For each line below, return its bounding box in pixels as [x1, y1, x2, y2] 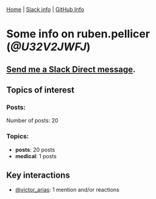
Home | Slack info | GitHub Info [6, 6, 84, 13]
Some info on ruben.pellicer [6, 27, 151, 41]
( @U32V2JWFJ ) [6, 40, 91, 54]
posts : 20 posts [15, 146, 55, 153]
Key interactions [6, 170, 70, 180]
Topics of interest [6, 85, 75, 95]
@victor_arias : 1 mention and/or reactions [15, 186, 120, 194]
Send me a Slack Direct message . [6, 64, 136, 74]
